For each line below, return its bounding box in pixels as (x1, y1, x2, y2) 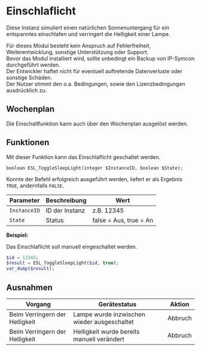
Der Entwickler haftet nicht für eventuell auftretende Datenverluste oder (6, 67, 183, 74)
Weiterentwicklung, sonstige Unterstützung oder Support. (6, 48, 149, 55)
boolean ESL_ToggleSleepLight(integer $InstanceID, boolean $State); (6, 165, 184, 171)
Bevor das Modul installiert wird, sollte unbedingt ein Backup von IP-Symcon (6, 55, 195, 62)
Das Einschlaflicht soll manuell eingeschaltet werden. (6, 243, 138, 250)
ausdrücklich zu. (6, 86, 47, 94)
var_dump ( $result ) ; (6, 266, 55, 272)
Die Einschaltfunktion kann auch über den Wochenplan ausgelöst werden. (6, 120, 188, 127)
